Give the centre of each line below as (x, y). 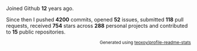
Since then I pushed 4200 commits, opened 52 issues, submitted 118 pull (95, 19)
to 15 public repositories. (36, 32)
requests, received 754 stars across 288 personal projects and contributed (97, 26)
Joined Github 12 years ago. (40, 8)
